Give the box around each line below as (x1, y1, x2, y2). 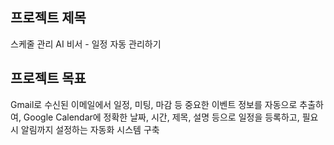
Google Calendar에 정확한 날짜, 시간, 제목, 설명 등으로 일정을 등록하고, (23, 111, 300, 123)
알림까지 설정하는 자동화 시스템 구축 (20, 123, 160, 135)
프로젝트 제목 (10, 9, 87, 27)
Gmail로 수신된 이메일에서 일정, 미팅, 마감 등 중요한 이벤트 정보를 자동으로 (10, 98, 298, 110)
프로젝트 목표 (10, 70, 87, 87)
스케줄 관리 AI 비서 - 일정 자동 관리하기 (10, 38, 162, 50)
